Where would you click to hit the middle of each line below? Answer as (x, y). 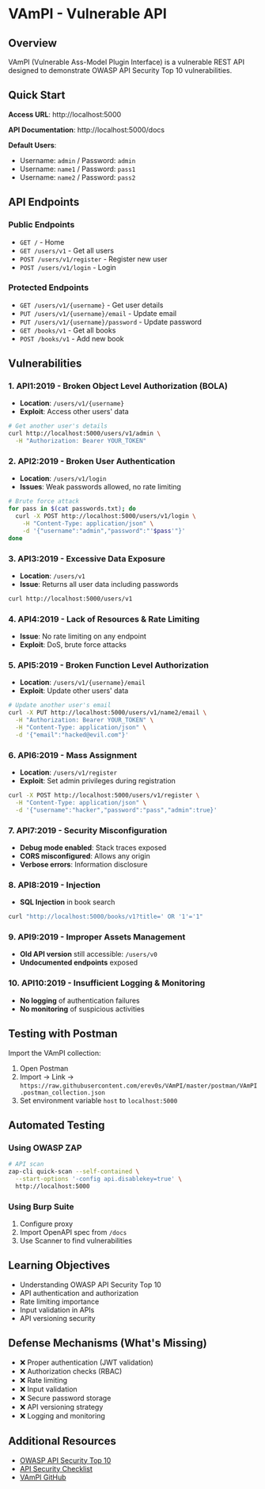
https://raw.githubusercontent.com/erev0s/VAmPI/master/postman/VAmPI (138, 1086)
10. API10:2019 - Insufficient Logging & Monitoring (107, 983)
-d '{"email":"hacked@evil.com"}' (72, 735)
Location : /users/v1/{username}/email (83, 683)
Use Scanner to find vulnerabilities (76, 1241)
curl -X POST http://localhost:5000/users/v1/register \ (104, 796)
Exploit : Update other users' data (74, 691)
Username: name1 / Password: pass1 (78, 169)
